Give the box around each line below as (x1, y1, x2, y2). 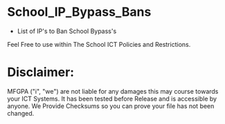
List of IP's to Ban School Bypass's (17, 27, 117, 35)
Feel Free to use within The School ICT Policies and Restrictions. (7, 40, 191, 48)
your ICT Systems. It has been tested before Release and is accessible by (7, 94, 217, 103)
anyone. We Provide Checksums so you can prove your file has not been (7, 101, 215, 110)
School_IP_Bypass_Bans (7, 4, 152, 20)
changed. (7, 109, 35, 117)
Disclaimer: (7, 65, 75, 80)
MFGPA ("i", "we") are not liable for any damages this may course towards (7, 87, 219, 95)
